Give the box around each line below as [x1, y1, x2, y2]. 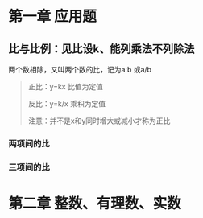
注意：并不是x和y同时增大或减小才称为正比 [27, 116, 171, 125]
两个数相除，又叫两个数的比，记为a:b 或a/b [8, 65, 151, 74]
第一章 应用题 [8, 7, 97, 26]
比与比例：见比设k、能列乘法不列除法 [8, 42, 195, 56]
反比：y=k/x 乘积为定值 [27, 99, 106, 109]
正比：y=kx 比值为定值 [27, 82, 103, 91]
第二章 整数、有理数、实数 [8, 195, 181, 213]
